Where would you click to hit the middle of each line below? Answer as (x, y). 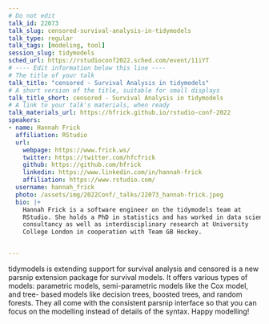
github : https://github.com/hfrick (82, 165)
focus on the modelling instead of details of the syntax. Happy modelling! (129, 311)
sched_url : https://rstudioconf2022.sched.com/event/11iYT (109, 61)
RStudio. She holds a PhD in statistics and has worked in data (132, 217)
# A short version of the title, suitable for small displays (114, 90)
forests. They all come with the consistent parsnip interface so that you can (133, 303)
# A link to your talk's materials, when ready (89, 105)
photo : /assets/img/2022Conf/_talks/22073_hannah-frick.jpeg (120, 194)
